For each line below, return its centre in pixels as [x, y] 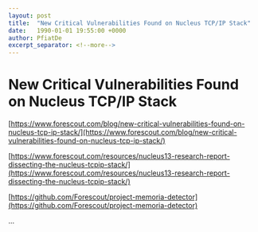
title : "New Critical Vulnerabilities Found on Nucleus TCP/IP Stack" [129, 23]
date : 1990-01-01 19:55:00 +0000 [67, 30]
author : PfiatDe [35, 38]
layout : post [30, 16]
